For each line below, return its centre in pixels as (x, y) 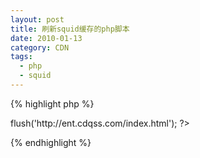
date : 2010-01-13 (46, 38)
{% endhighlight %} (51, 142)
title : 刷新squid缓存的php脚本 (70, 29)
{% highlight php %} (52, 103)
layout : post (37, 19)
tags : (21, 57)
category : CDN (40, 47)
